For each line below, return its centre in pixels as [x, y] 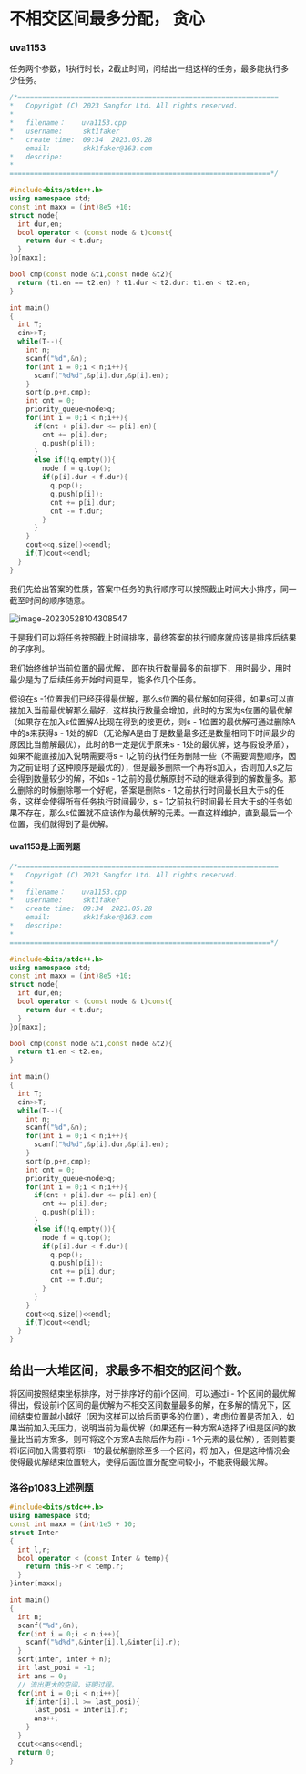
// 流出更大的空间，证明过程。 [68, 1685]
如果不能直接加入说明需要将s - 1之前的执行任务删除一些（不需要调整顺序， [149, 755]
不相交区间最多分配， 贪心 [107, 19]
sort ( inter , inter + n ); [65, 1659]
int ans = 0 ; [42, 1676]
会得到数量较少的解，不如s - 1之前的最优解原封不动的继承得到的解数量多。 [149, 778]
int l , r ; [34, 1550]
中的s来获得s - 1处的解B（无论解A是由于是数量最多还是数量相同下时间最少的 [153, 733]
